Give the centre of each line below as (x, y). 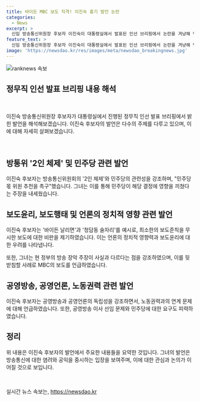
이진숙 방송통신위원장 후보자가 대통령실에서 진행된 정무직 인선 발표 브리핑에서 (96, 116)
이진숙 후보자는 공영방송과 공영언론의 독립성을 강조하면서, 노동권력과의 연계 (94, 301)
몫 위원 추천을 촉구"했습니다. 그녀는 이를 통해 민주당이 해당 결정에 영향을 (90, 186)
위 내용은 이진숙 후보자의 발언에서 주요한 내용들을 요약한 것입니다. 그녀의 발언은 (98, 352)
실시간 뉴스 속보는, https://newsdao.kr (51, 391)
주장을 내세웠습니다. (35, 194)
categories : (21, 17)
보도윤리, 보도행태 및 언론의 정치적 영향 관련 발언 (89, 214)
